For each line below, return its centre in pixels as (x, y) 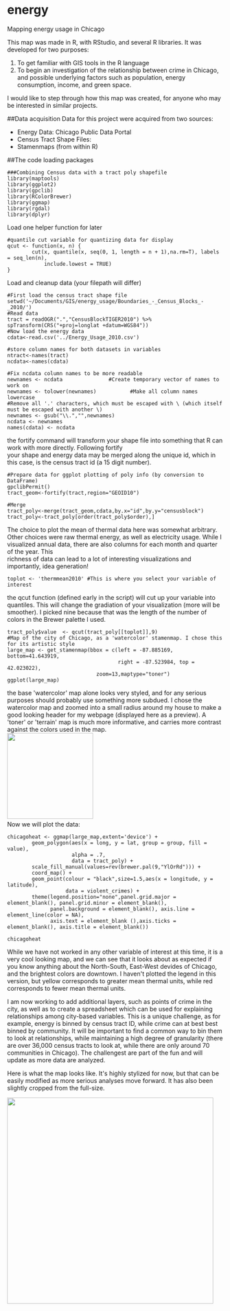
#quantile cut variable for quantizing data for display (90, 240)
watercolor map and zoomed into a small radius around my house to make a (114, 707)
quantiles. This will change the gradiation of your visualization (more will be (114, 605)
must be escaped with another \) (55, 410)
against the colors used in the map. (57, 729)
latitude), (23, 885)
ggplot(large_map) (33, 680)
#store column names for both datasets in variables (84, 349)
